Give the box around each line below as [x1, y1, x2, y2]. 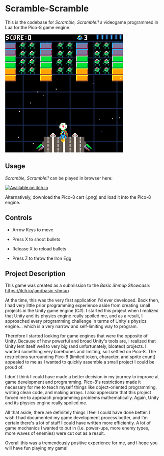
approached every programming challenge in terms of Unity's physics [5, 318, 147, 324]
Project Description [5, 269, 66, 278]
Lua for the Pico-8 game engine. [5, 24, 71, 30]
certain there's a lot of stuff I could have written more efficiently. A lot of [5, 420, 151, 426]
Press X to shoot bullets [12, 236, 60, 242]
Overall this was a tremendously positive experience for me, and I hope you [5, 440, 158, 446]
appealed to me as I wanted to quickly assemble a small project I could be [5, 359, 155, 365]
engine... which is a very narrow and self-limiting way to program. [5, 323, 138, 330]
